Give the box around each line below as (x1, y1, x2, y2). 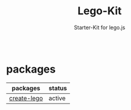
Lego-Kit (77, 4, 122, 18)
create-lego (9, 94, 43, 102)
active (48, 94, 66, 102)
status (48, 84, 67, 92)
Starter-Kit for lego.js (74, 24, 126, 31)
